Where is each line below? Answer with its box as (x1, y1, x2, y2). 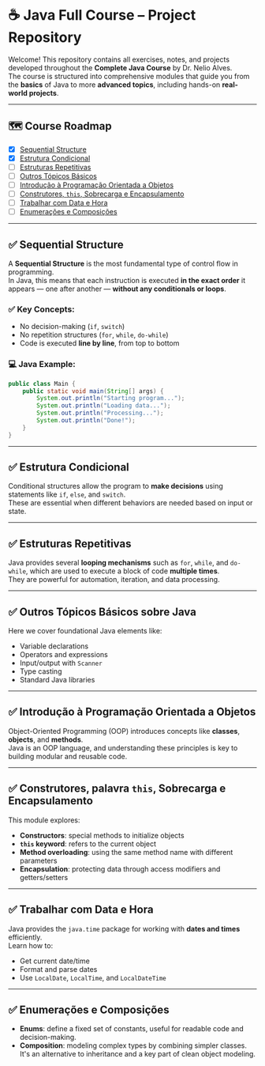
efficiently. (8, 932, 43, 942)
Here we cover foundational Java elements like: (8, 626, 162, 636)
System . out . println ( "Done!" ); (36, 417, 136, 425)
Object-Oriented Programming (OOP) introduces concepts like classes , (8, 726, 241, 735)
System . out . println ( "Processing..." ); (36, 409, 164, 418)
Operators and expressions (19, 650, 108, 660)
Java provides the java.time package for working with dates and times (8, 924, 241, 933)
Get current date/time (19, 956, 91, 966)
